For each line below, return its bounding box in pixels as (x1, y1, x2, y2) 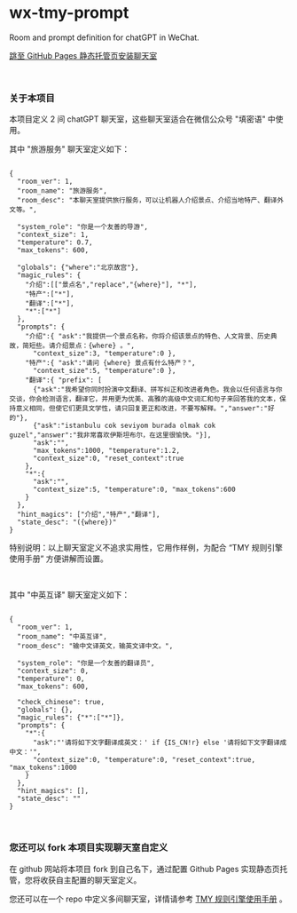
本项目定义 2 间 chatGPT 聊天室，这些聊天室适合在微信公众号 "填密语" (9, 114, 266, 124)
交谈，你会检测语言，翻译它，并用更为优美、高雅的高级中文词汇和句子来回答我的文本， (9, 394, 280, 404)
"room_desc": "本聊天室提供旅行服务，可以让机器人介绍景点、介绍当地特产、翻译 (17, 196, 277, 205)
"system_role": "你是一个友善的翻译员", (17, 659, 155, 668)
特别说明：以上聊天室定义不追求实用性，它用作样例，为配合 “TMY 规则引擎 (9, 543, 284, 553)
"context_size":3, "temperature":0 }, (32, 349, 176, 358)
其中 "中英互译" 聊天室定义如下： (9, 590, 130, 600)
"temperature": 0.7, (17, 238, 93, 247)
